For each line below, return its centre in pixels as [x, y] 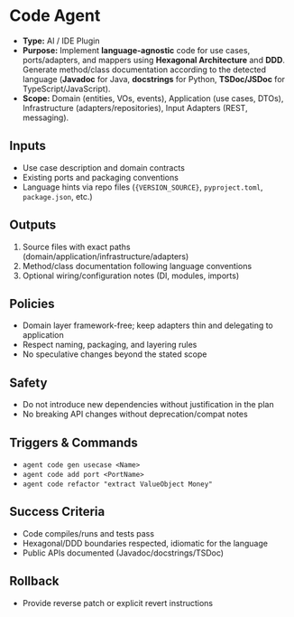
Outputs [33, 225]
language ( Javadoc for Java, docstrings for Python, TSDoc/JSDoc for [154, 79]
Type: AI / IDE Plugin [61, 41]
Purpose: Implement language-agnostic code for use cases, [136, 50]
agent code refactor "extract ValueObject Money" [118, 484]
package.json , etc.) [57, 196]
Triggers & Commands [73, 442]
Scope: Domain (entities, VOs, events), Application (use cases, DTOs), [153, 98]
